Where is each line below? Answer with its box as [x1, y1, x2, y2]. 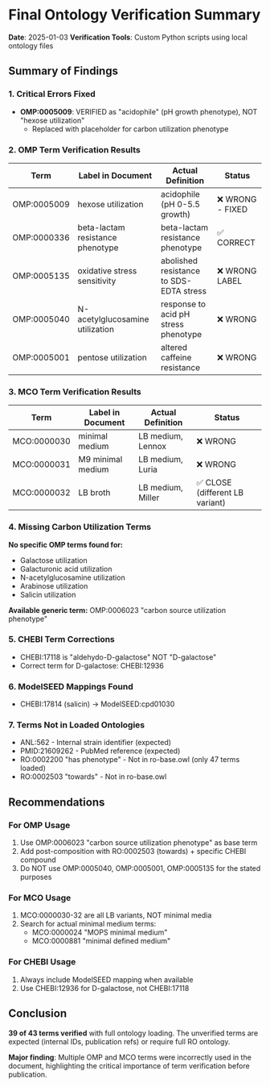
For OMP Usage [8, 819, 71, 831]
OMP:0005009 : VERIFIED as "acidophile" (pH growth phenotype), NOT [19, 106, 258, 116]
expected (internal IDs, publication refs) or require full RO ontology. [8, 1036, 231, 1046]
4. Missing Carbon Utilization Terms [8, 522, 152, 533]
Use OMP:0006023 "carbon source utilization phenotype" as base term [19, 838, 258, 848]
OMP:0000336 [12, 231, 70, 243]
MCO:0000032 [12, 487, 71, 498]
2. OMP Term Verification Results [8, 144, 141, 155]
